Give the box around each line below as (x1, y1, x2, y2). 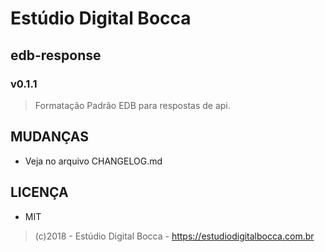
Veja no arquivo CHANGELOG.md (24, 155, 163, 167)
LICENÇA (10, 184, 69, 201)
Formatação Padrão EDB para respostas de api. (34, 99, 231, 111)
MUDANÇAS (10, 128, 89, 146)
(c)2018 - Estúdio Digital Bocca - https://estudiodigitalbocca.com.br (34, 230, 315, 242)
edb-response (10, 47, 102, 64)
